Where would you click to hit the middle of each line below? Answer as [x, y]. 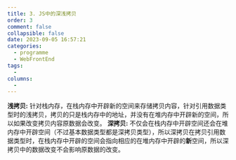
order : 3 [20, 20]
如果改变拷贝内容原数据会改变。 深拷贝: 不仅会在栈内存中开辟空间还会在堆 [120, 124]
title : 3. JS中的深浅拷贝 [42, 14]
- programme [31, 53]
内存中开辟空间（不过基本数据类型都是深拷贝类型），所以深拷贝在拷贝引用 [113, 132]
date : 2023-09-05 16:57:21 [47, 40]
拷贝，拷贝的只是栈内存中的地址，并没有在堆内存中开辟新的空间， [127, 115]
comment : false [29, 27]
